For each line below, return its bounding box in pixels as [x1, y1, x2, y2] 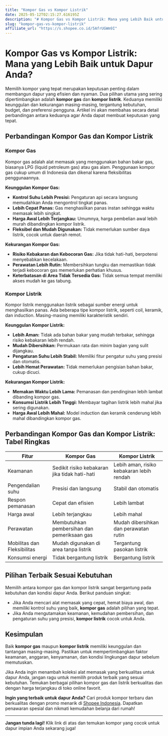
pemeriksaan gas [52, 531, 93, 538]
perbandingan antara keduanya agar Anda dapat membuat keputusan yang [5, 113, 160, 119]
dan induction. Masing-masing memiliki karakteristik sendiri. [5, 312, 129, 319]
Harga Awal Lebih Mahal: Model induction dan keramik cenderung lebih [12, 410, 161, 416]
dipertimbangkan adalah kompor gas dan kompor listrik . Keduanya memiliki [5, 96, 162, 102]
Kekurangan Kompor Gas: [5, 241, 60, 247]
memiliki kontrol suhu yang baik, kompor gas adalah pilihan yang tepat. [12, 605, 159, 611]
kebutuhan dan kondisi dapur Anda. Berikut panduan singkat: [5, 590, 131, 596]
